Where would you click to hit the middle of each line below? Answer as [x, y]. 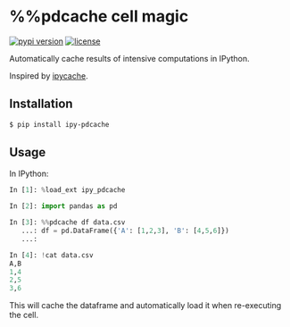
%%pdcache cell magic [99, 17]
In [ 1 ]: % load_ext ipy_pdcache [67, 190]
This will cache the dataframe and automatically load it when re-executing [145, 306]
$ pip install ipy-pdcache [59, 124]
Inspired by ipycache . [49, 75]
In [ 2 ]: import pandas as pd [63, 206]
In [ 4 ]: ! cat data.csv [51, 255]
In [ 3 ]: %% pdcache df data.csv [67, 222]
